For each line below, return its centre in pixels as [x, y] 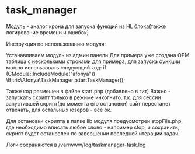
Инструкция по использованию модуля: [56, 44]
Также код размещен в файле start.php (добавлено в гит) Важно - [88, 91]
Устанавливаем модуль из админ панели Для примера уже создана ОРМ [98, 55]
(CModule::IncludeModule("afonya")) [51, 73]
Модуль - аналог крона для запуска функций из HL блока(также [86, 26]
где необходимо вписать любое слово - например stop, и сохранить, [93, 127]
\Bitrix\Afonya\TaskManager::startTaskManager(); [66, 80]
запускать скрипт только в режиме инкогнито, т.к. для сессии [84, 97]
